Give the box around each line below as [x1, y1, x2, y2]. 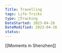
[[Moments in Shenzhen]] [5, 43, 56, 48]
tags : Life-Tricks [5, 12, 42, 16]
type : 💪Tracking [5, 16, 38, 21]
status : [5, 29, 21, 34]
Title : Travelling [5, 7, 42, 12]
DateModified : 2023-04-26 [5, 25, 57, 30]
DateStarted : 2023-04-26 [5, 20, 55, 26]
